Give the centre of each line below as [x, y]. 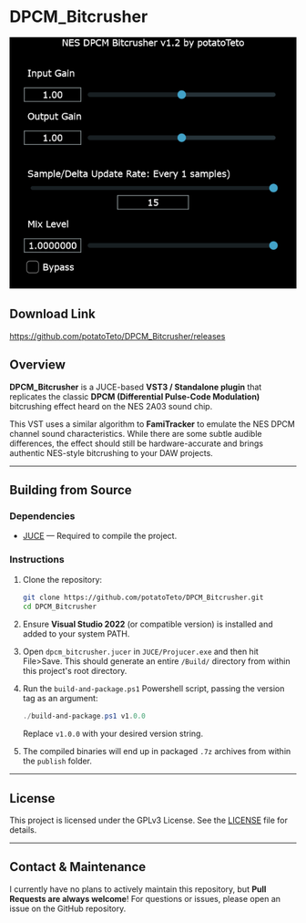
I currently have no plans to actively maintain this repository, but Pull [138, 889]
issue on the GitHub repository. [68, 908]
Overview [38, 365]
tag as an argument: [60, 699]
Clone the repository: [62, 579]
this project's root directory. [75, 671]
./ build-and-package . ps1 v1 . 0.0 [84, 716]
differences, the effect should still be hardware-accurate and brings [137, 443]
